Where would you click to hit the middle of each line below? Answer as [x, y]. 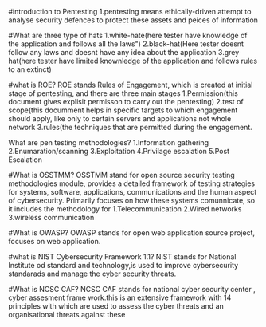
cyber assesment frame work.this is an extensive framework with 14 [120, 297]
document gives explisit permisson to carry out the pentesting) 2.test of [126, 102]
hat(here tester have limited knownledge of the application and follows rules [133, 61]
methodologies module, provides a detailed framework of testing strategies [132, 183]
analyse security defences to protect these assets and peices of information [133, 20]
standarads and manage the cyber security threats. [92, 274]
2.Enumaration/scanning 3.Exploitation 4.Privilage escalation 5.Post [119, 151]
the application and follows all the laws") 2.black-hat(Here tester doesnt [126, 44]
